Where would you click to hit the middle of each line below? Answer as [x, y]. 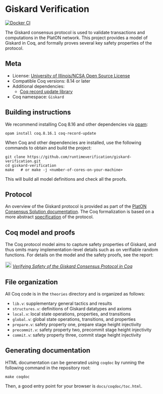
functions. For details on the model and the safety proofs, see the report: [79, 255]
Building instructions [38, 112]
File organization [31, 282]
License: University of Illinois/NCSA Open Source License [71, 76]
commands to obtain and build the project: [48, 148]
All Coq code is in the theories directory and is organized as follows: [75, 294]
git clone [15, 157]
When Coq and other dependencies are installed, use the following [73, 143]
